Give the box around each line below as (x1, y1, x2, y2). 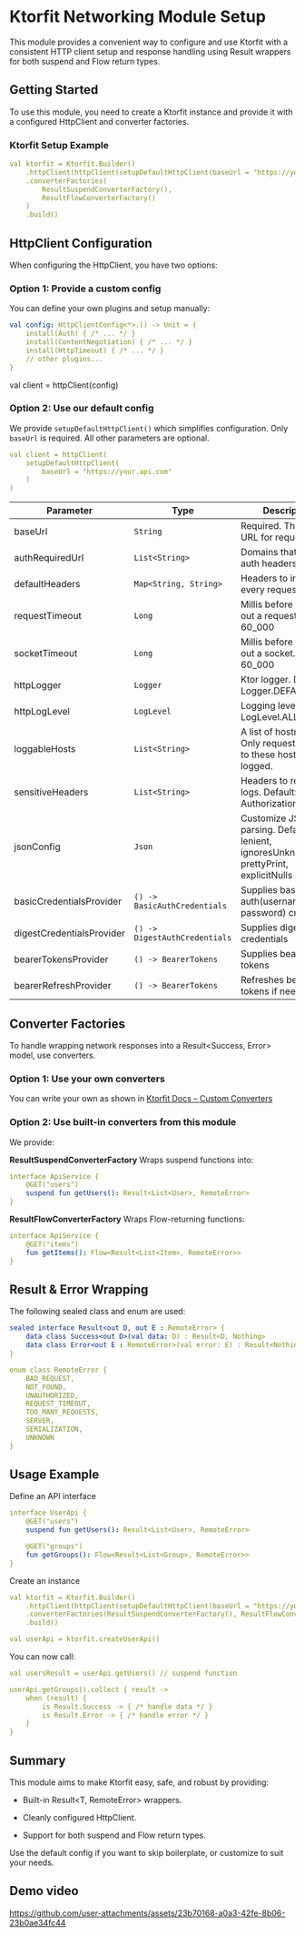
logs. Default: (240, 786, 298, 798)
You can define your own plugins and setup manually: (9, 303, 211, 314)
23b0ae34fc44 (9, 1917, 66, 1928)
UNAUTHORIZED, (25, 1391, 79, 1400)
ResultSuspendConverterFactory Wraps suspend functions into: (9, 1154, 254, 1165)
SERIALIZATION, (25, 1425, 84, 1435)
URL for (240, 531, 274, 543)
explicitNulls (240, 869, 293, 882)
